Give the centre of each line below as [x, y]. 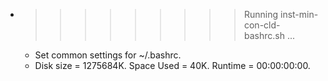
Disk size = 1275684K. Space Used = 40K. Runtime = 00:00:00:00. [172, 65]
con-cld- [262, 25]
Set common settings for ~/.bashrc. [108, 55]
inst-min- [299, 14]
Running [261, 14]
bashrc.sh [264, 35]
